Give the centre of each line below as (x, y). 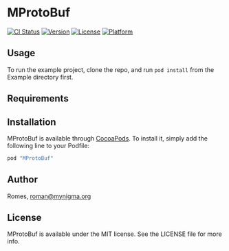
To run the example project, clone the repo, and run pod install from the (111, 69)
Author (22, 180)
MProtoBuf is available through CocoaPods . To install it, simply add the (108, 138)
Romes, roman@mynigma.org (49, 196)
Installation (32, 122)
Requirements (38, 98)
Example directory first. (40, 77)
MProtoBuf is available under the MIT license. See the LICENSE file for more (115, 234)
